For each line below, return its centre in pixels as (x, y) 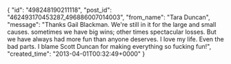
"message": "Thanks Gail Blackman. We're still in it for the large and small (112, 24)
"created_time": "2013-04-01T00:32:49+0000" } (76, 54)
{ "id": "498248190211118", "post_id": (60, 10)
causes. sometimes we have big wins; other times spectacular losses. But (112, 32)
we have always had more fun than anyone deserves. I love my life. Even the (115, 39)
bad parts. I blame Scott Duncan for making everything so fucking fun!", (109, 46)
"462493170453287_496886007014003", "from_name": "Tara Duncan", (109, 17)
